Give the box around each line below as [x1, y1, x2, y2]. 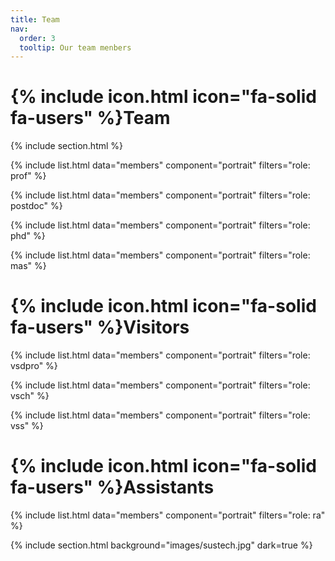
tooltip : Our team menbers [19, 42, 132, 53]
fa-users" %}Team [10, 107, 171, 130]
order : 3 [19, 33, 56, 43]
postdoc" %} [10, 200, 63, 212]
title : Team [10, 14, 60, 25]
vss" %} [10, 420, 44, 432]
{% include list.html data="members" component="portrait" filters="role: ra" [10, 509, 326, 521]
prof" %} [10, 170, 47, 182]
